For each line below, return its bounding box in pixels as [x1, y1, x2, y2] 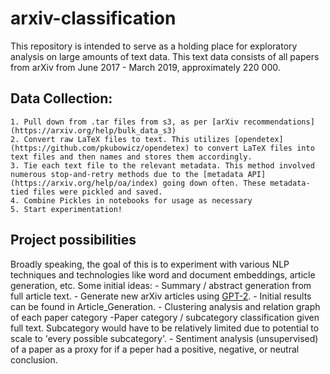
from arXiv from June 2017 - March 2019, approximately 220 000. [10, 61, 281, 73]
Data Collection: [10, 90, 113, 107]
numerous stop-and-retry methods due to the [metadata [10, 169, 244, 179]
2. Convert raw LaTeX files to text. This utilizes [10, 134, 230, 144]
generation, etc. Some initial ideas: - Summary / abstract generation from [10, 279, 312, 291]
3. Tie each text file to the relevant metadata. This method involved [10, 160, 315, 171]
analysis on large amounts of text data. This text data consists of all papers [10, 50, 320, 62]
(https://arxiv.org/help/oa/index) [10, 178, 159, 188]
